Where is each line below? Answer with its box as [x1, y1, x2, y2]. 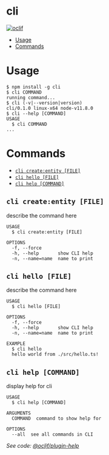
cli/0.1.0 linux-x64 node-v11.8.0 [6, 105, 94, 111]
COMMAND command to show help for [12, 416, 102, 422]
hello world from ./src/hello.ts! [12, 351, 99, 358]
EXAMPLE [6, 341, 26, 347]
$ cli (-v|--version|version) [6, 100, 83, 106]
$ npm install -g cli [6, 84, 61, 90]
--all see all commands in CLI [12, 431, 94, 438]
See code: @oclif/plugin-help [6, 442, 79, 450]
